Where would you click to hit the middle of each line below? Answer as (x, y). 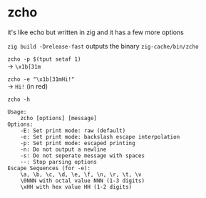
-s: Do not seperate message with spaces (82, 155)
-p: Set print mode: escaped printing (78, 143)
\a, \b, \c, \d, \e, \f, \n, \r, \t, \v (81, 174)
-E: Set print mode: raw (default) (73, 130)
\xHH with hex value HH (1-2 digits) (76, 187)
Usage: (17, 112)
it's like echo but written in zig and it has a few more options (96, 32)
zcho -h (19, 99)
